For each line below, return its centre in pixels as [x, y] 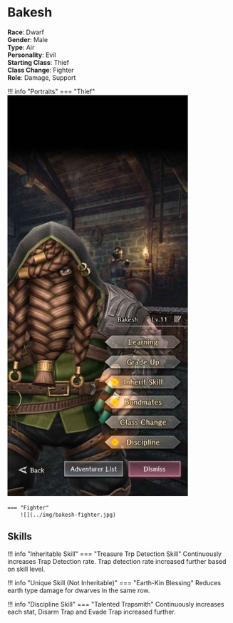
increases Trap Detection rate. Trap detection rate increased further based [117, 561]
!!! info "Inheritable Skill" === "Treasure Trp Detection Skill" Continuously [115, 554]
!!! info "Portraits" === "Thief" [51, 91]
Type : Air [21, 47]
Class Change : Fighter [41, 70]
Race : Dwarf [26, 32]
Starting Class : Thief [38, 62]
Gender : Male [28, 39]
